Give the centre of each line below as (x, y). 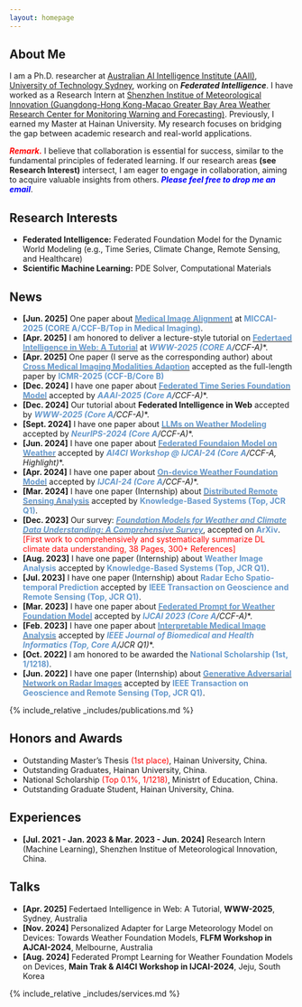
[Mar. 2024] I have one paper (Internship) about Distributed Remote (150, 491)
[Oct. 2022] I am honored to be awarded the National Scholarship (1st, (155, 655)
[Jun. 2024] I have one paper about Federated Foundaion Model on (150, 443)
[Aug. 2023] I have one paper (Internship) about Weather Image (142, 559)
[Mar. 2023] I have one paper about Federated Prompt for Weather (148, 607)
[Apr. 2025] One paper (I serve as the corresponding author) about (147, 357)
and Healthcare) (52, 259)
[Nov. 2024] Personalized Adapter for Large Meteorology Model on (147, 928)
